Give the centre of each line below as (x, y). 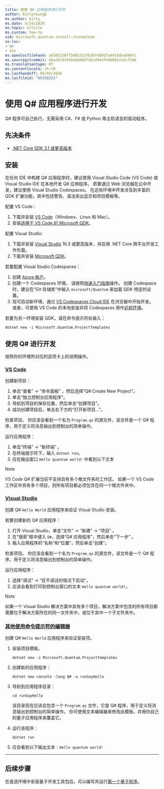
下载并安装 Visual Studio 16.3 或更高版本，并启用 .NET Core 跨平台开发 (83, 244)
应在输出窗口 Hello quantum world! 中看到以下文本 (63, 459)
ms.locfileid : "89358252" (31, 78)
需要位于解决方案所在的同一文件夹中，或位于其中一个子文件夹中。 (71, 612)
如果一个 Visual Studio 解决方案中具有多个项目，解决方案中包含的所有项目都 (81, 606)
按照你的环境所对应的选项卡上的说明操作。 (48, 357)
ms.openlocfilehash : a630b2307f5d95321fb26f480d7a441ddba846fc (71, 55)
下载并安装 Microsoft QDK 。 (41, 256)
